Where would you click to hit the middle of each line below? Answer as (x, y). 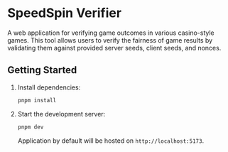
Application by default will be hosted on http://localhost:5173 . (111, 141)
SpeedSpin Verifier (65, 13)
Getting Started (42, 70)
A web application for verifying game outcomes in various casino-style (111, 33)
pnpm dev (31, 127)
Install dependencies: (49, 87)
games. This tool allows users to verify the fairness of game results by (110, 40)
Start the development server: (61, 114)
